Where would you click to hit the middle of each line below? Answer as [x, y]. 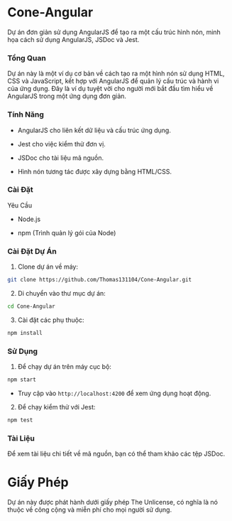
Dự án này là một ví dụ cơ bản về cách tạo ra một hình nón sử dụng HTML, [116, 74]
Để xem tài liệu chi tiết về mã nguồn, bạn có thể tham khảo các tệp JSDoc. [116, 454]
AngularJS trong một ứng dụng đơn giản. [67, 96]
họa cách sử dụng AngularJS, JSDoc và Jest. [73, 39]
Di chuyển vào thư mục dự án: [62, 293]
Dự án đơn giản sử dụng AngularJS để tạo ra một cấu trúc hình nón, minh [114, 32]
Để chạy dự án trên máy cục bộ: [65, 367]
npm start [22, 380]
